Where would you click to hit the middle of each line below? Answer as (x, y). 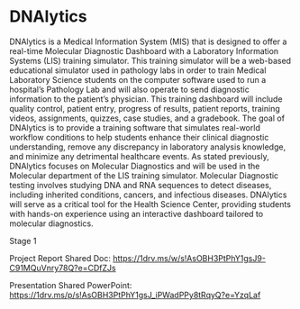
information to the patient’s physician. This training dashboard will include (146, 99)
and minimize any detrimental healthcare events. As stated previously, (139, 156)
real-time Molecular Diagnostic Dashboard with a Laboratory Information (144, 50)
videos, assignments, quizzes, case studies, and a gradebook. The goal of (147, 118)
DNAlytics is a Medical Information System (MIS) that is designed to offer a (148, 41)
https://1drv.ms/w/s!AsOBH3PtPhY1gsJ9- (189, 258)
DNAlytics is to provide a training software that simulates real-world (135, 127)
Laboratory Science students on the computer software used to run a (138, 79)
